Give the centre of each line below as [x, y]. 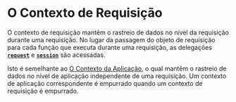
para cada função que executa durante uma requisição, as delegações [110, 47]
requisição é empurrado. [43, 91]
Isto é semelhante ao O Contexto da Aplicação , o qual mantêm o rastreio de [117, 68]
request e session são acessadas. [56, 55]
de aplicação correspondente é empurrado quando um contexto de [105, 83]
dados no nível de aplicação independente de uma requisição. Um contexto [117, 76]
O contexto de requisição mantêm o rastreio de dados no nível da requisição [118, 32]
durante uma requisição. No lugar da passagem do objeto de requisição [111, 39]
